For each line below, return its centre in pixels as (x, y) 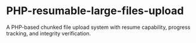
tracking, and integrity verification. (49, 33)
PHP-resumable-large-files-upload (95, 11)
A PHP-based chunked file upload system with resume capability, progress (98, 27)
